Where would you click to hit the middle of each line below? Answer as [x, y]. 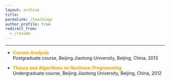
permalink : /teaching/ [29, 19]
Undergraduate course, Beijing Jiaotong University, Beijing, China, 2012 [87, 73]
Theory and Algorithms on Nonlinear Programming [67, 68]
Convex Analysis [31, 53]
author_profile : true [28, 24]
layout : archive [22, 10]
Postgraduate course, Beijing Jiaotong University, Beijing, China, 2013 [85, 58]
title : [12, 15]
